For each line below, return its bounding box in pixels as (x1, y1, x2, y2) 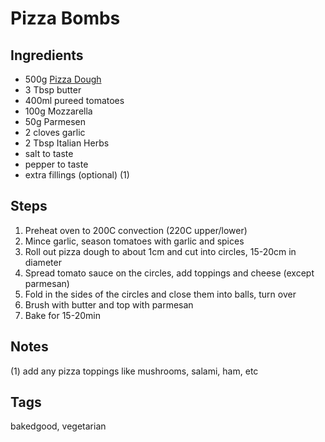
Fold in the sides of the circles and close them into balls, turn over (24, 288, 297, 300)
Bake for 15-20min (24, 309, 101, 321)
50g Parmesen (24, 116, 86, 127)
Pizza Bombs (10, 7, 121, 30)
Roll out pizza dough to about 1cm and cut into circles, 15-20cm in (24, 245, 297, 257)
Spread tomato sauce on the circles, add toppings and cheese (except (24, 267, 315, 279)
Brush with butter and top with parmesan (24, 298, 194, 311)
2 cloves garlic (24, 127, 86, 138)
